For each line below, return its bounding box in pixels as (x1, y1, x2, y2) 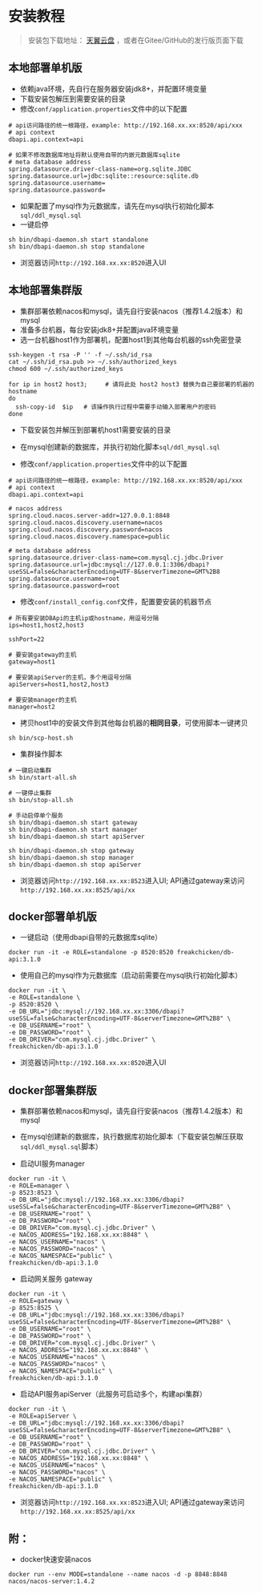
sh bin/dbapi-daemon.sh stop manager (8, 853, 135, 861)
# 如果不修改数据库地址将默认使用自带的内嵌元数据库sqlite (8, 151, 180, 159)
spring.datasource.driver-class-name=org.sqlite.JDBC (8, 165, 192, 173)
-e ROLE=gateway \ (8, 1297, 70, 1305)
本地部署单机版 (8, 61, 83, 75)
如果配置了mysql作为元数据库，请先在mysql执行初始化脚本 (19, 201, 215, 211)
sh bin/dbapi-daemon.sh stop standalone (8, 242, 146, 251)
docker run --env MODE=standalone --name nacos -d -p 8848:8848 (8, 1571, 228, 1579)
